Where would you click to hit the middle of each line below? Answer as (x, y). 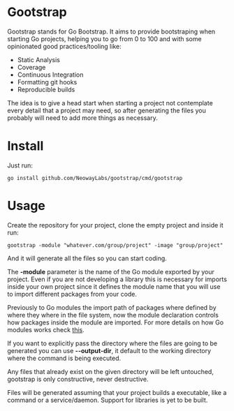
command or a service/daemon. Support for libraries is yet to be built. (108, 400)
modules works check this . (46, 329)
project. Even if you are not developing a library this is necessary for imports (117, 279)
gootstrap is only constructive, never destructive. (78, 379)
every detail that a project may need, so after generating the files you (107, 110)
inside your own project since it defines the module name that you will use (114, 286)
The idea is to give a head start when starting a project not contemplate (110, 103)
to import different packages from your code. (72, 294)
